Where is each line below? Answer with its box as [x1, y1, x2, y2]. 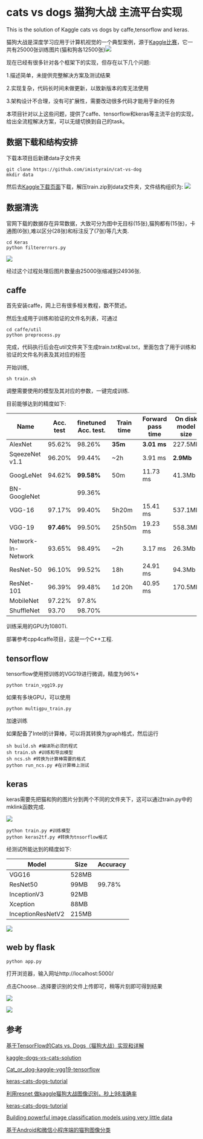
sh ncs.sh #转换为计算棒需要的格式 [6, 756, 86, 762]
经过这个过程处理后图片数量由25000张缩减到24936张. [6, 267, 141, 274]
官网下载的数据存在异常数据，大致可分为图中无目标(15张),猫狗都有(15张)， [6, 219, 190, 227]
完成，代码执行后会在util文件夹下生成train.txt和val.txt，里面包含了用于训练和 [6, 343, 196, 351]
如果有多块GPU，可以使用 [6, 693, 71, 701]
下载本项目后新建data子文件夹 [6, 154, 81, 161]
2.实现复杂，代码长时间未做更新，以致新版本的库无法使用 [6, 84, 149, 91]
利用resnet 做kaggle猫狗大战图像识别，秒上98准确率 [6, 1089, 137, 1097]
